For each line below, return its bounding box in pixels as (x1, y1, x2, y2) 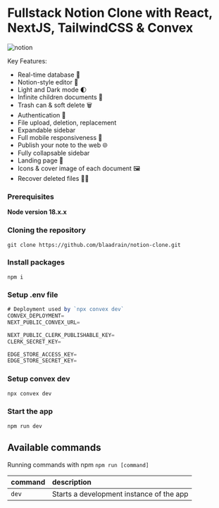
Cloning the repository (7, 225, 86, 235)
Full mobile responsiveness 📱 (17, 133, 103, 141)
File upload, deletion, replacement (17, 118, 117, 127)
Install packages (7, 258, 65, 267)
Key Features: (7, 56, 47, 65)
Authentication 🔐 (17, 110, 66, 119)
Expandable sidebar (17, 125, 76, 134)
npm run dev (7, 422, 42, 430)
